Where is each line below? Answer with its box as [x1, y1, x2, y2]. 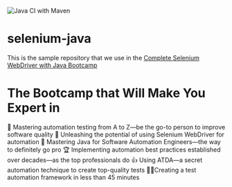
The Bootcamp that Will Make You [7, 85, 206, 101]
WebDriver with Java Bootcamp [7, 61, 98, 69]
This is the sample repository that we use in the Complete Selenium [7, 53, 199, 62]
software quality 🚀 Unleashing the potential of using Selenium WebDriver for [7, 130, 225, 139]
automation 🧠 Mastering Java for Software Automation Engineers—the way [7, 137, 222, 145]
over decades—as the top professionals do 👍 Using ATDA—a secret [7, 156, 203, 164]
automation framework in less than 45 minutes [7, 173, 140, 181]
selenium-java [7, 31, 91, 46]
